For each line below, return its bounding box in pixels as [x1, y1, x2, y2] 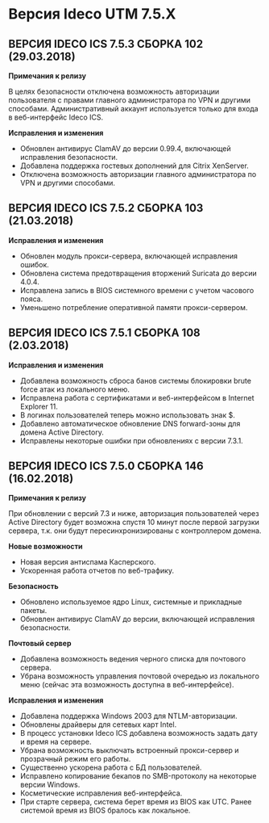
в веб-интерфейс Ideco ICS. [8, 112, 104, 122]
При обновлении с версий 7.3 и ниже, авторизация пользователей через [8, 509, 259, 519]
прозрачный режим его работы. [19, 754, 131, 764]
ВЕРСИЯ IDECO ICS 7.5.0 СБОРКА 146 [8, 460, 204, 473]
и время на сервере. [19, 737, 92, 747]
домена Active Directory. [19, 427, 105, 437]
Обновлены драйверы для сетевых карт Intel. [19, 720, 177, 729]
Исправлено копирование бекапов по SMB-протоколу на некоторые [19, 771, 257, 781]
